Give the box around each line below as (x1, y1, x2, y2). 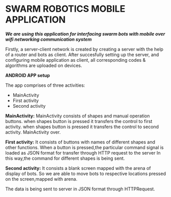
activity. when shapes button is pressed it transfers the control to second (5, 124, 159, 130)
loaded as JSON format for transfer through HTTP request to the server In (5, 150, 161, 156)
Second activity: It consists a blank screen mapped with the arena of (5, 165, 151, 171)
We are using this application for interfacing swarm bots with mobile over (5, 31, 165, 37)
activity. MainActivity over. (5, 129, 61, 135)
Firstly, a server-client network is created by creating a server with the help (5, 46, 163, 52)
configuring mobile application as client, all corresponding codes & (5, 57, 146, 63)
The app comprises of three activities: (5, 82, 85, 88)
